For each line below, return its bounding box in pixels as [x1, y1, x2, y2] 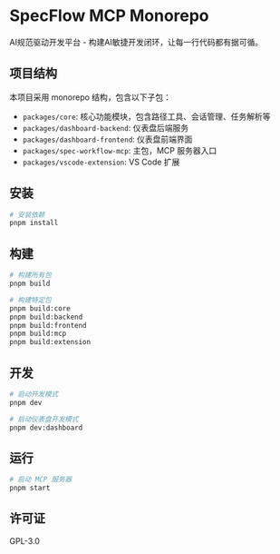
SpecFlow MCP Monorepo [9, 5, 210, 26]
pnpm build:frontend [9, 321, 88, 330]
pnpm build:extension [9, 338, 92, 347]
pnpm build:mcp [9, 329, 67, 339]
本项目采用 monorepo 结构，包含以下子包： [9, 92, 172, 103]
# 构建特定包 [9, 295, 52, 304]
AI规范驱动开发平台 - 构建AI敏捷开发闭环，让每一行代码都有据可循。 [9, 36, 264, 47]
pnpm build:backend [9, 312, 83, 322]
